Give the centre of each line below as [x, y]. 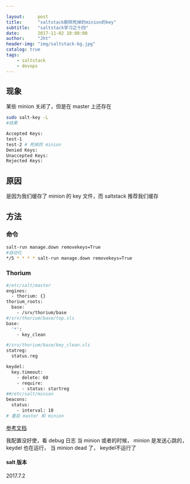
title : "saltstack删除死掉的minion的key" [61, 22]
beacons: [17, 400]
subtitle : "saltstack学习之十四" [48, 28]
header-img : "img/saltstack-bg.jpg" [51, 44]
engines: [17, 291]
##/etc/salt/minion [30, 394]
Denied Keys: [22, 150]
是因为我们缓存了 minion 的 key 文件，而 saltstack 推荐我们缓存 [82, 196]
